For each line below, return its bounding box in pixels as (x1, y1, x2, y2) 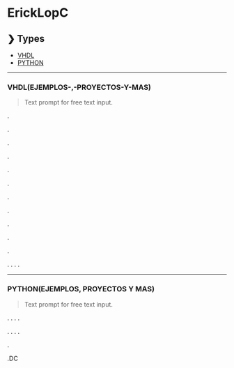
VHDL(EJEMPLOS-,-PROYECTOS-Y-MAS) (7, 82, 152, 92)
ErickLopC (7, 5, 69, 21)
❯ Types (7, 33, 45, 45)
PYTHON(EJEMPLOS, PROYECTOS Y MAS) (7, 284, 155, 294)
